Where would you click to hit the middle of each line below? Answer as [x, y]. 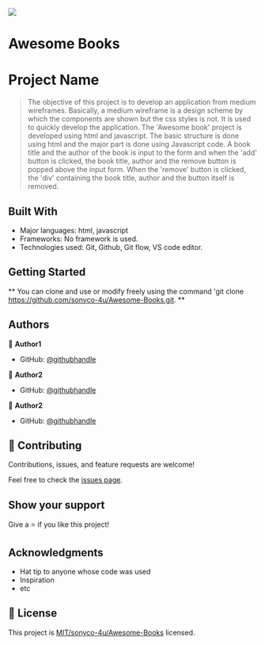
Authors [29, 325]
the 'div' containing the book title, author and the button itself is [131, 178]
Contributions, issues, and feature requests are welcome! [102, 465]
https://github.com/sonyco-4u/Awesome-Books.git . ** [97, 299]
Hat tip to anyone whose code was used [85, 572]
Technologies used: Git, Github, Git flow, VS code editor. [111, 247]
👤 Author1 [25, 344]
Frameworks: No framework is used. [79, 239]
